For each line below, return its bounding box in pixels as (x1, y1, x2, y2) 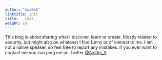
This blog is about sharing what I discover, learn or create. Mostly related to (5, 34, 157, 40)
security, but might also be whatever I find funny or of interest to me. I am (5, 40, 153, 45)
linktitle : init (5, 12, 38, 17)
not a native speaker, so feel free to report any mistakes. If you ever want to (5, 44, 157, 50)
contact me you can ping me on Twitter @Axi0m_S (5, 50, 107, 56)
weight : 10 (5, 20, 27, 26)
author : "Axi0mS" (5, 7, 40, 12)
